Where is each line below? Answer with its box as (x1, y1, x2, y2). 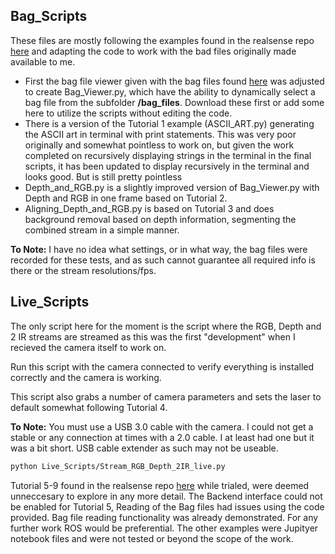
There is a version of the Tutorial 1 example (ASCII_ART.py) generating (24, 117, 315, 129)
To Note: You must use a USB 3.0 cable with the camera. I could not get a (10, 420, 314, 433)
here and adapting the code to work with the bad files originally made (10, 45, 297, 57)
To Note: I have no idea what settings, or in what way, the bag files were (10, 243, 308, 255)
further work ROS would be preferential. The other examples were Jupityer (10, 522, 319, 534)
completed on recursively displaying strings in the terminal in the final (24, 149, 312, 161)
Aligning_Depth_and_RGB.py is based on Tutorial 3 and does (24, 202, 275, 214)
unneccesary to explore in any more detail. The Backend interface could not (10, 490, 323, 502)
